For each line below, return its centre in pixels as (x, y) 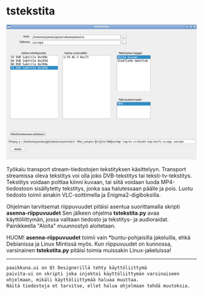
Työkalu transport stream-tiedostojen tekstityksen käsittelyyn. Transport (96, 170)
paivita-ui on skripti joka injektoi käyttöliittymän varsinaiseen (93, 274)
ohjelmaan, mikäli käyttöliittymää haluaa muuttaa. (72, 280)
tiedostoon (20, 189)
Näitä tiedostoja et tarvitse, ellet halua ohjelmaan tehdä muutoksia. (98, 286)
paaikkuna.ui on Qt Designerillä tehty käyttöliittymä (77, 268)
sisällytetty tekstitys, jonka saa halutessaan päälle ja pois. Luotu (114, 189)
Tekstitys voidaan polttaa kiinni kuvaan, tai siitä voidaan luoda (83, 182)
